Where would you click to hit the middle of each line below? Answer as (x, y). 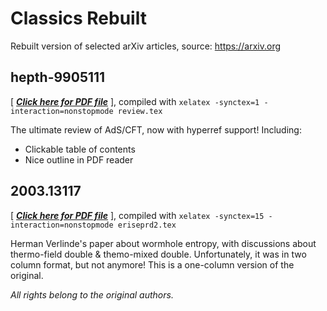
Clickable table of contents (80, 149)
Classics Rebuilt (78, 18)
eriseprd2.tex (147, 225)
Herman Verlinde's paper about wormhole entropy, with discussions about (163, 243)
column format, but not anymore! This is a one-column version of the (152, 264)
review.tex (140, 111)
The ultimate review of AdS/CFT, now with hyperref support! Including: (156, 129)
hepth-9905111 (58, 77)
